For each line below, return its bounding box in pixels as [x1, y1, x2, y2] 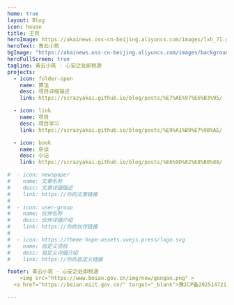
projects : [7, 68, 36, 75]
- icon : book [13, 139, 52, 147]
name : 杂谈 [19, 146, 49, 153]
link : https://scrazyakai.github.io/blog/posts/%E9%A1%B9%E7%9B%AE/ [19, 126, 223, 133]
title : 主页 [7, 29, 40, 37]
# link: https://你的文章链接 [7, 191, 98, 198]
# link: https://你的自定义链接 [7, 255, 103, 262]
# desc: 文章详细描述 [7, 184, 73, 191]
